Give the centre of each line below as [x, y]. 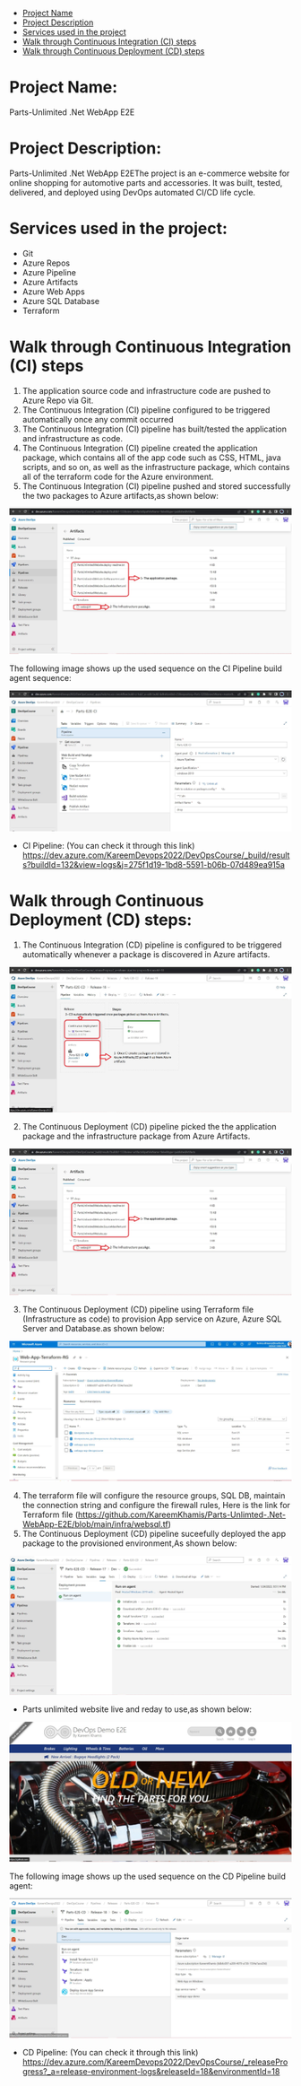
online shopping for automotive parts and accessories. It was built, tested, [146, 182]
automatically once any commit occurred [98, 419]
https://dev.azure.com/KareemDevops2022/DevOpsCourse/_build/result [156, 855]
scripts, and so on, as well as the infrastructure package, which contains [156, 467]
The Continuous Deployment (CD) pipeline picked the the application [149, 1127]
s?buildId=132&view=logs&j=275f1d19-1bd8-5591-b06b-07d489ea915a [153, 864]
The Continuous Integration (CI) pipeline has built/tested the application [154, 429]
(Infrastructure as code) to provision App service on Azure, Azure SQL [152, 1319]
